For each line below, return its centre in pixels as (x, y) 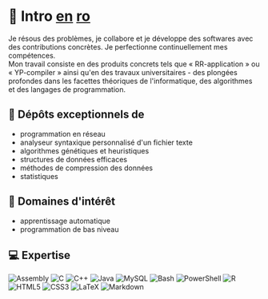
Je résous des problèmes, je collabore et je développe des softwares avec (131, 38)
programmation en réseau (62, 134)
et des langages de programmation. (67, 89)
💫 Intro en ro (49, 16)
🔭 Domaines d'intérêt (62, 202)
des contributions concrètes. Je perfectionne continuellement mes (118, 46)
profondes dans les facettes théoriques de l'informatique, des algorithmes (130, 81)
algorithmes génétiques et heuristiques (84, 150)
